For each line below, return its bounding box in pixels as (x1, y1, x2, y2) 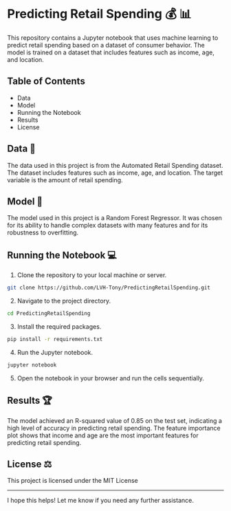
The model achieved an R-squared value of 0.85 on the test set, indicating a (7, 416, 222, 424)
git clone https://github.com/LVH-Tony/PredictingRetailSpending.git (7, 284, 211, 292)
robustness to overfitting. (7, 228, 79, 237)
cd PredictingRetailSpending (7, 310, 91, 317)
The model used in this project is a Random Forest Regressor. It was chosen (7, 214, 222, 222)
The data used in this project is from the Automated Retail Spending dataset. (7, 161, 223, 169)
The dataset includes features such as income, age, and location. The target (7, 168, 223, 177)
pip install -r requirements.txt (7, 336, 103, 343)
